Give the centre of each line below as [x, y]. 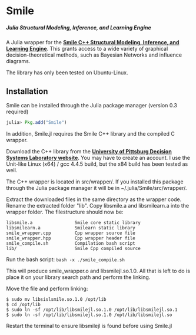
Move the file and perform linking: [47, 288]
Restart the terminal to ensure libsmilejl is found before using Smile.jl [89, 326]
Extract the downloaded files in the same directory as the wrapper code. [94, 199]
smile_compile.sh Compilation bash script [71, 243]
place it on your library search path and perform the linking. [78, 277]
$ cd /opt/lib [24, 304]
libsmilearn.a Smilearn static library [71, 228]
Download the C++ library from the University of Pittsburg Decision [89, 151]
